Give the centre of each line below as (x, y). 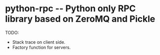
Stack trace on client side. (39, 42)
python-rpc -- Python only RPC (70, 9)
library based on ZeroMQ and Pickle (80, 19)
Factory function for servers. (41, 47)
